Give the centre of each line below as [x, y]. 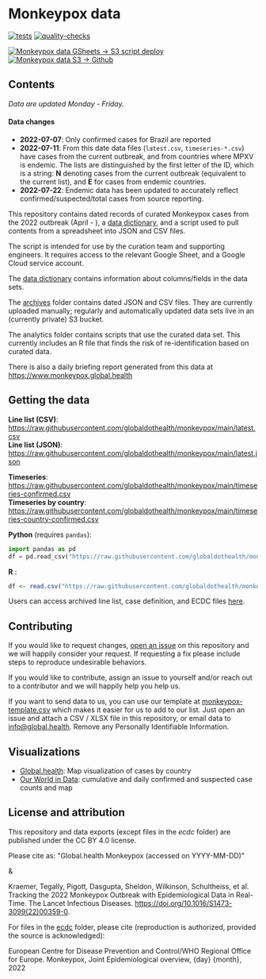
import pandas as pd [42, 549]
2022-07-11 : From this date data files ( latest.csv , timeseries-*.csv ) [132, 148]
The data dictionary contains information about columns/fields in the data [128, 278]
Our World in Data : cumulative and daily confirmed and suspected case [136, 780]
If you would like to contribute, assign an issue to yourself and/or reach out [131, 678]
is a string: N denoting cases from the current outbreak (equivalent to [133, 173]
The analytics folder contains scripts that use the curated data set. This [124, 334]
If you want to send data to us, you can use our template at [104, 701]
